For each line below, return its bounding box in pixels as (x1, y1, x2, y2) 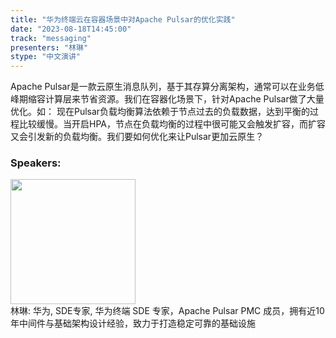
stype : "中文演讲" (10, 52, 82, 62)
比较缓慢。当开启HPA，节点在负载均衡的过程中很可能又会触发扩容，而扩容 (18, 118, 326, 130)
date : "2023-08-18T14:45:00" (10, 24, 132, 34)
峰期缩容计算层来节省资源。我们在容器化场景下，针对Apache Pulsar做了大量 (10, 93, 325, 105)
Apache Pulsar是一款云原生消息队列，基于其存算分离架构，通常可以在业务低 (10, 81, 325, 93)
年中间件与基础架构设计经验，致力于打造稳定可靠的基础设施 (10, 317, 256, 330)
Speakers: (10, 156, 62, 170)
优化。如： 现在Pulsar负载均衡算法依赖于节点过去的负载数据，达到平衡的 (10, 106, 311, 118)
